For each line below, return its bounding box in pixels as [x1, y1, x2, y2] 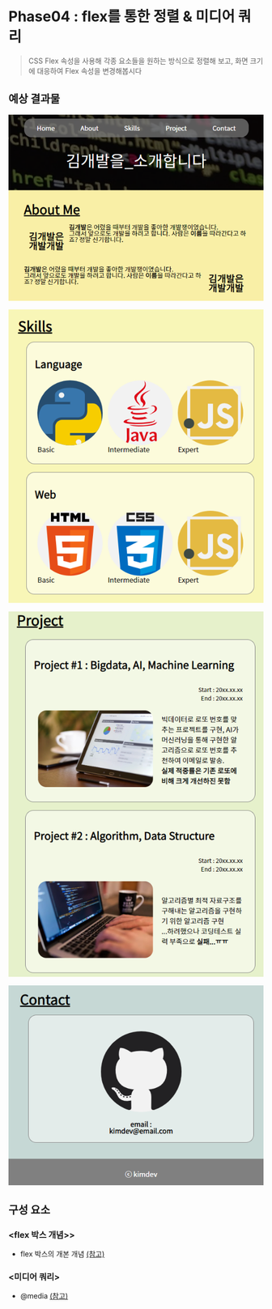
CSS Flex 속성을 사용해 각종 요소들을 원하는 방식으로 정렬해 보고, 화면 [28, 56, 249, 66]
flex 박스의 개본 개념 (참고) [19, 1249, 105, 1259]
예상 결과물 [8, 92, 61, 106]
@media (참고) [19, 1291, 69, 1301]
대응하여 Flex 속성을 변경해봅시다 [36, 66, 142, 75]
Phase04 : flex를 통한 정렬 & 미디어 [8, 7, 236, 26]
